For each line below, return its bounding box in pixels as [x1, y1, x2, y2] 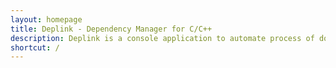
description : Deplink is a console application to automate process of [10, 33, 315, 43]
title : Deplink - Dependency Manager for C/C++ [10, 24, 213, 34]
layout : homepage [10, 14, 83, 25]
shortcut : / [10, 42, 60, 53]
